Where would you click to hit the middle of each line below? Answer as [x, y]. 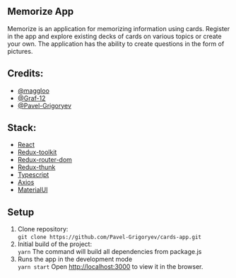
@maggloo [33, 91]
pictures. [20, 51]
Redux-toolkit [37, 152]
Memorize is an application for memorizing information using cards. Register [119, 28]
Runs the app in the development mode [75, 259]
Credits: [25, 74]
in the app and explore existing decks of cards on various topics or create [114, 36]
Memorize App [41, 12]
